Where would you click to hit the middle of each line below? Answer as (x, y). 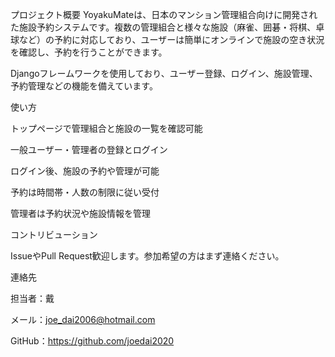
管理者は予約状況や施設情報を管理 (80, 213)
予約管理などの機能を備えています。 (84, 86)
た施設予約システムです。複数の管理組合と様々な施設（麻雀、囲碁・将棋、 (163, 27)
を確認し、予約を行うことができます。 (89, 52)
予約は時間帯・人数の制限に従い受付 (85, 192)
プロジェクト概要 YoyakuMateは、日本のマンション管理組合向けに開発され (164, 14)
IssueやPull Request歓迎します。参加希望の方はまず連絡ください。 (147, 256)
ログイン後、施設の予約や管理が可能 (85, 171)
